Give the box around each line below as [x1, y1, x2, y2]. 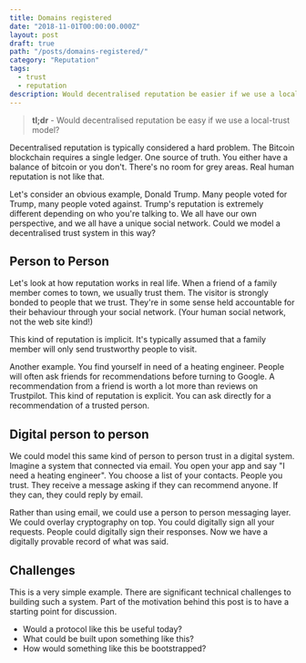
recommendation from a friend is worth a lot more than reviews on [9, 381, 259, 392]
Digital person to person [9, 426, 149, 442]
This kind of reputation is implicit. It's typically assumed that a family [9, 334, 267, 345]
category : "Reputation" [9, 56, 100, 65]
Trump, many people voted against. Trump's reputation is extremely [9, 198, 264, 209]
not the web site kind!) [9, 316, 94, 328]
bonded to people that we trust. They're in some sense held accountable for [9, 297, 295, 308]
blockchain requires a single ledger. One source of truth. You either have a [9, 151, 289, 162]
